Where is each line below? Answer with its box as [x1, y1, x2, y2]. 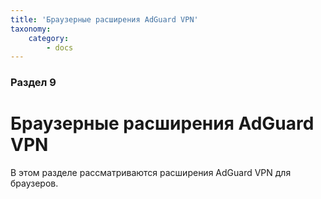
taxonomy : [10, 24, 52, 34]
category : [28, 33, 70, 43]
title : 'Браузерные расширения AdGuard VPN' [10, 14, 199, 25]
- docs [46, 42, 74, 53]
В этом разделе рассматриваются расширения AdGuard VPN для [10, 167, 292, 179]
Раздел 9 [10, 76, 57, 90]
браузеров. [10, 177, 59, 190]
